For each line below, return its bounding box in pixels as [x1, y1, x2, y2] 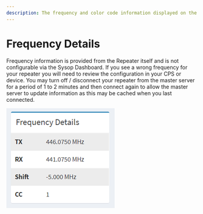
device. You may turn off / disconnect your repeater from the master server [6, 76, 195, 84]
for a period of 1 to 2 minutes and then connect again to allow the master [6, 83, 188, 90]
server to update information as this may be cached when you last [6, 89, 172, 97]
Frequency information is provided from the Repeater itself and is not [6, 57, 179, 64]
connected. [6, 96, 35, 103]
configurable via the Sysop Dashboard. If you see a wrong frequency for [6, 63, 188, 71]
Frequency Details [6, 37, 100, 51]
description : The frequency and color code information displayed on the [6, 10, 198, 16]
